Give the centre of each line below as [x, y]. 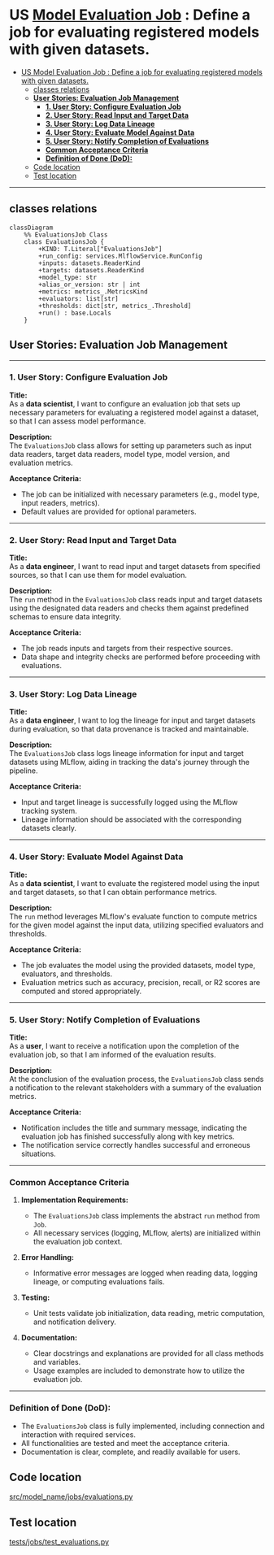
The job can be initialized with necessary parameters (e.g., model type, [140, 494]
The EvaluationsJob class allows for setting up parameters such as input [130, 445]
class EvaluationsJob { [64, 241]
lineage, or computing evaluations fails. [99, 1282]
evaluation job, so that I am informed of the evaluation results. [113, 1055]
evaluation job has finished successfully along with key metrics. [128, 1136]
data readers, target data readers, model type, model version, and [120, 454]
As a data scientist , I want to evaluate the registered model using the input [134, 883]
